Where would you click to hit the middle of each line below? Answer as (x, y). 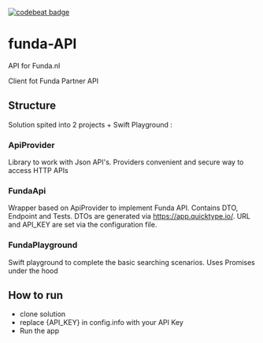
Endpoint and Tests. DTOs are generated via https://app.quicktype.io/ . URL (129, 216)
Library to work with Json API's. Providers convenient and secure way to (126, 162)
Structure (32, 106)
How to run (36, 295)
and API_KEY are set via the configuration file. (83, 225)
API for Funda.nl (34, 65)
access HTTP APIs (38, 171)
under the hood (33, 271)
